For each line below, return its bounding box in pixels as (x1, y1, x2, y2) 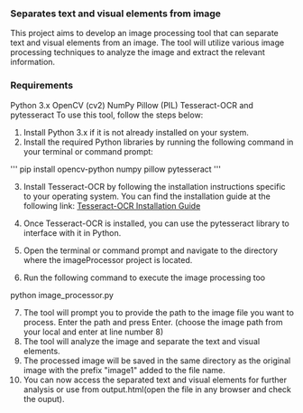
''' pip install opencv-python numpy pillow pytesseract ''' (10, 164, 222, 174)
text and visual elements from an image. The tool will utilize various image (10, 37, 285, 48)
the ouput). (23, 393, 65, 404)
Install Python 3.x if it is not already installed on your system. (23, 127, 249, 137)
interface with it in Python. (23, 227, 122, 238)
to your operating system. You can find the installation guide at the (23, 191, 271, 202)
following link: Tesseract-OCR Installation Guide (23, 200, 201, 211)
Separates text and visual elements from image (10, 7, 222, 20)
